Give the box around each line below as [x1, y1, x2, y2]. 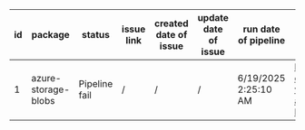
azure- [31, 72, 62, 84]
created [153, 17, 189, 30]
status [81, 29, 111, 41]
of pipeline [237, 34, 286, 46]
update [197, 12, 230, 23]
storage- [31, 83, 71, 96]
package [31, 29, 70, 41]
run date [242, 23, 280, 35]
